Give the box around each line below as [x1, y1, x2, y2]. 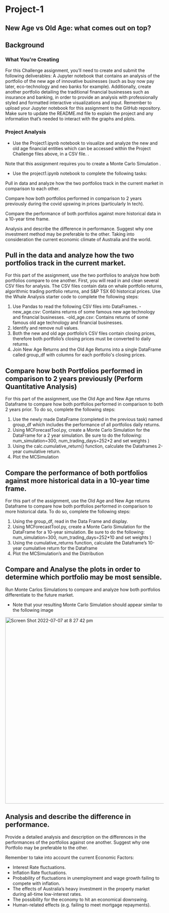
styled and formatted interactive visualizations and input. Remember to [5, 100, 152, 106]
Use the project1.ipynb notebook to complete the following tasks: [12, 170, 147, 176]
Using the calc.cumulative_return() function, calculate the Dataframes [12, 443, 157, 449]
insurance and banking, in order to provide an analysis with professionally [5, 95, 158, 101]
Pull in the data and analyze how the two [5, 251, 134, 259]
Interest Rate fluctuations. [12, 864, 66, 870]
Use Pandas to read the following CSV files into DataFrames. [12, 303, 138, 309]
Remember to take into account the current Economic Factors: [5, 854, 134, 860]
